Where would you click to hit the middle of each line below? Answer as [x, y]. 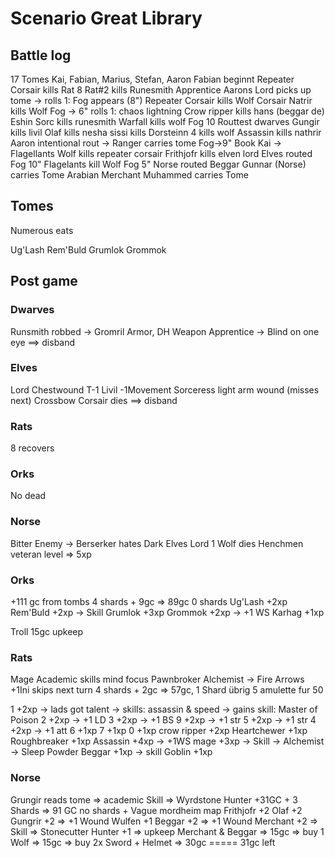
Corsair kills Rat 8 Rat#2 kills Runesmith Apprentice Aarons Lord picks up [161, 90]
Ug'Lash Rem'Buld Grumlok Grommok [88, 249]
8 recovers [32, 448]
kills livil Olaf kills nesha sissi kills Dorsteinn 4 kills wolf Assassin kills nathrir [166, 132]
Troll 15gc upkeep [47, 631]
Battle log [41, 55]
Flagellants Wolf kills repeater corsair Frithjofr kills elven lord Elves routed [161, 153]
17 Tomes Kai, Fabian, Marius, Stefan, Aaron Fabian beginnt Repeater [152, 79]
